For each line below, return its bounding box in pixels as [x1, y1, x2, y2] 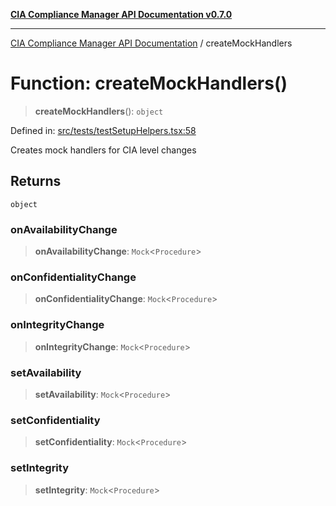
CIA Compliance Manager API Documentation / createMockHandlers [10, 37, 293, 49]
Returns [10, 173, 62, 190]
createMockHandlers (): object [34, 105, 164, 117]
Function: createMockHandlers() [10, 72, 288, 95]
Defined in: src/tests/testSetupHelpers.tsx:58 [10, 124, 197, 136]
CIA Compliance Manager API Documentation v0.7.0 [10, 9, 233, 20]
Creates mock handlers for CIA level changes [10, 144, 197, 156]
